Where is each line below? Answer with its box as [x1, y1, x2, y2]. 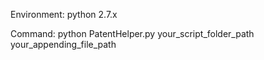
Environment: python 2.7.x [10, 9, 118, 20]
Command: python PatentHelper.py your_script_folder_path [10, 28, 255, 39]
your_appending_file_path [10, 39, 117, 50]
